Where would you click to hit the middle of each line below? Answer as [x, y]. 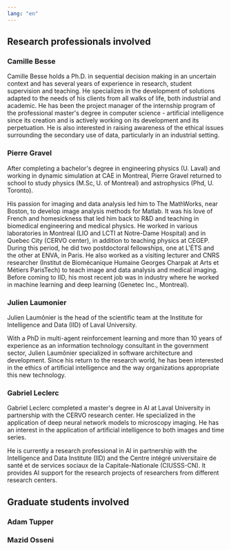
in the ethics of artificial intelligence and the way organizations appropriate [113, 367]
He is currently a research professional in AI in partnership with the [102, 451]
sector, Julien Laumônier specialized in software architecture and [100, 353]
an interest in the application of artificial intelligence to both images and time [116, 430]
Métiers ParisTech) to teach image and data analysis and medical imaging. [113, 270]
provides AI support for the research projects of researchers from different [113, 473]
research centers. [32, 480]
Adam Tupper [30, 522]
